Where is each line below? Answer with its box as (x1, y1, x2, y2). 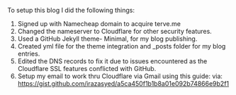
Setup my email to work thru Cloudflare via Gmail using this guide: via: (17, 72, 223, 80)
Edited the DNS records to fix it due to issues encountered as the (17, 57, 208, 65)
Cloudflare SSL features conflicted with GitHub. (17, 65, 157, 72)
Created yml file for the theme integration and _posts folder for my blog (17, 42, 226, 50)
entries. (17, 49, 40, 58)
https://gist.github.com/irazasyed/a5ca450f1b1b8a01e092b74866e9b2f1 (17, 80, 230, 87)
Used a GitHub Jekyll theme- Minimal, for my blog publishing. (17, 34, 198, 43)
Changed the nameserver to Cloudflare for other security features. (17, 27, 213, 35)
